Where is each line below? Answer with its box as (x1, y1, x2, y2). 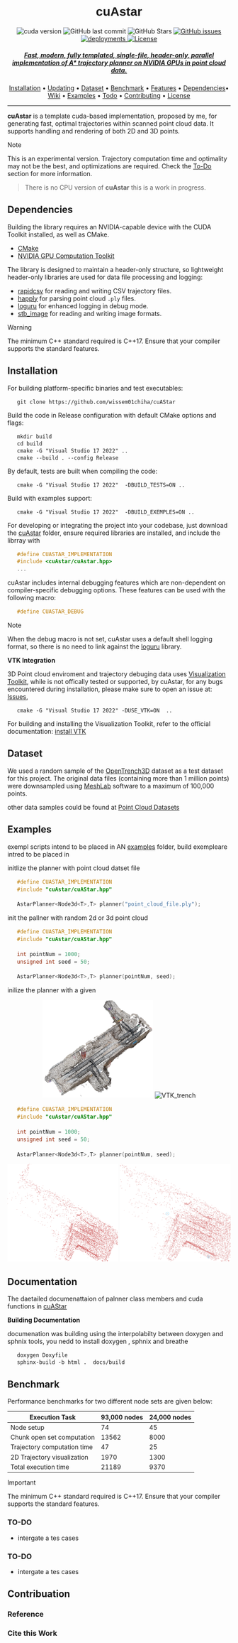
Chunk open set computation (10, 1433, 96, 1442)
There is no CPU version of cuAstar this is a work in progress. (24, 183, 207, 192)
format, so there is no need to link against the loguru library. (7, 642, 182, 651)
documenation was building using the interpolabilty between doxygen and (7, 1330, 224, 1338)
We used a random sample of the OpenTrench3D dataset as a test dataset (7, 766, 223, 775)
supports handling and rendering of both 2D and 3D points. (7, 126, 181, 135)
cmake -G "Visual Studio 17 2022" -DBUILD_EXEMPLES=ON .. (16, 509, 195, 516)
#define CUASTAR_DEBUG (16, 608, 84, 615)
